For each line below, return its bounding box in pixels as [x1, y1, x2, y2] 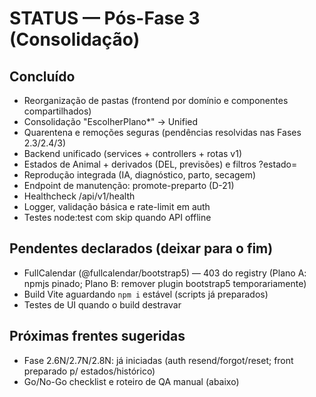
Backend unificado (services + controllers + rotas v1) [23, 148, 242, 159]
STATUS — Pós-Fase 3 [9, 7, 201, 30]
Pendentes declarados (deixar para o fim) [9, 240, 274, 257]
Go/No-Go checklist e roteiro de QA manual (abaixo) [23, 375, 240, 387]
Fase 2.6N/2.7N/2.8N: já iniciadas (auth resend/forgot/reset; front [23, 354, 294, 366]
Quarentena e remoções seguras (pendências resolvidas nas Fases [23, 127, 302, 138]
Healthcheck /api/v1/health [23, 190, 136, 202]
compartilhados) [23, 105, 92, 117]
